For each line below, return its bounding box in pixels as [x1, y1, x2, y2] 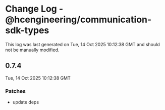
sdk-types [5, 25, 49, 36]
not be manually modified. [5, 47, 60, 53]
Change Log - [5, 3, 64, 15]
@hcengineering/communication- [5, 14, 152, 25]
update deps [12, 99, 39, 105]
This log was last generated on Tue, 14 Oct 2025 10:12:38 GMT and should [5, 41, 160, 47]
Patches [5, 87, 26, 94]
